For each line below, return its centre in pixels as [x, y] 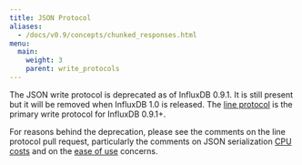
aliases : [26, 26]
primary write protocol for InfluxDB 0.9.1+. [88, 114]
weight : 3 [45, 60]
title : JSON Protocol [50, 18]
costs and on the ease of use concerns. [84, 150]
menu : [20, 43]
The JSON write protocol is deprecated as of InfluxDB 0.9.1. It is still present [151, 94]
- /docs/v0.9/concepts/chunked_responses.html [107, 35]
